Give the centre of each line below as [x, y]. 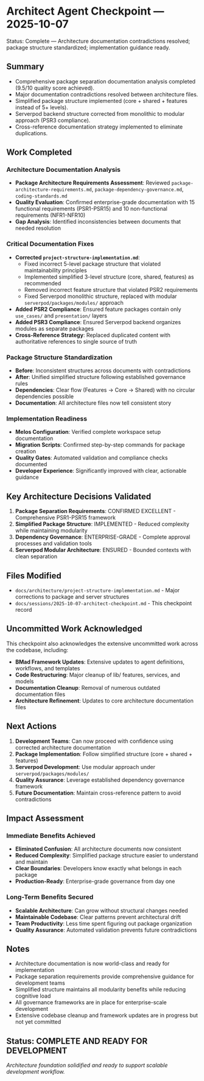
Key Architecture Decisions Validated [79, 496]
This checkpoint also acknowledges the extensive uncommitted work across [102, 643]
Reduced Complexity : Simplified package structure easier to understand [107, 856]
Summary [25, 67]
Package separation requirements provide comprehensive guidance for [104, 977]
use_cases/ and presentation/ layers [61, 316]
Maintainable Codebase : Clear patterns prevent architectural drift [98, 917]
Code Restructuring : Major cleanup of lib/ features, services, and [97, 675]
